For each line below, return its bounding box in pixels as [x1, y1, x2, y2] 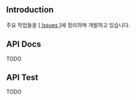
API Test [6, 72, 39, 83]
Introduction [6, 5, 54, 15]
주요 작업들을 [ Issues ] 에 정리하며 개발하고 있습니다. [6, 21, 131, 29]
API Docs [6, 39, 42, 50]
